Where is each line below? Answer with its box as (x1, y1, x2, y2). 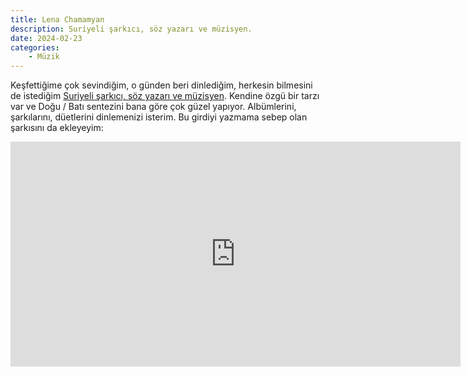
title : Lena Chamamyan (10, 14, 105, 25)
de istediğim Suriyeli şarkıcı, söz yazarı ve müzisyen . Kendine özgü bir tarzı (10, 90, 320, 102)
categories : (10, 42, 60, 53)
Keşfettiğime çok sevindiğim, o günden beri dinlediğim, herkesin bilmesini (10, 79, 313, 91)
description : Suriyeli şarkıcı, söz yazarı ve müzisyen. (10, 24, 253, 34)
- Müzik (28, 52, 60, 62)
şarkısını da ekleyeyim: (10, 122, 104, 134)
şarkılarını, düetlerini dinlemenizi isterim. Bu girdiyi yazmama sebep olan (10, 111, 308, 123)
